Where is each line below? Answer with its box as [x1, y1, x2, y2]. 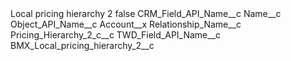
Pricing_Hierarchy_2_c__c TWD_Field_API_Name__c [10, 29, 222, 41]
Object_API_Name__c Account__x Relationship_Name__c [10, 18, 242, 30]
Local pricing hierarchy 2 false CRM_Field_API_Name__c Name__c [10, 8, 282, 19]
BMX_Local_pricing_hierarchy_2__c [10, 40, 155, 51]
